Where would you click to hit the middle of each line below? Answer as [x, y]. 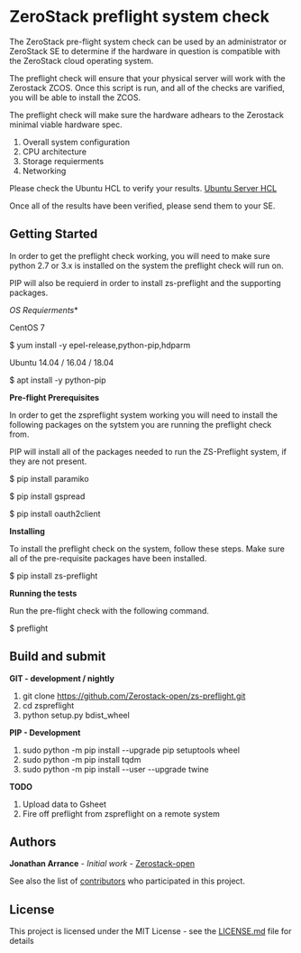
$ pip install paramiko [49, 478]
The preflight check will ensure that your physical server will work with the [147, 78]
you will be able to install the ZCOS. [75, 97]
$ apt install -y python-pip [58, 380]
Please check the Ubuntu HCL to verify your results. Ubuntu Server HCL [143, 188]
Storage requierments [63, 161]
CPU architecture [55, 152]
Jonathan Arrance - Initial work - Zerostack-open [102, 864]
